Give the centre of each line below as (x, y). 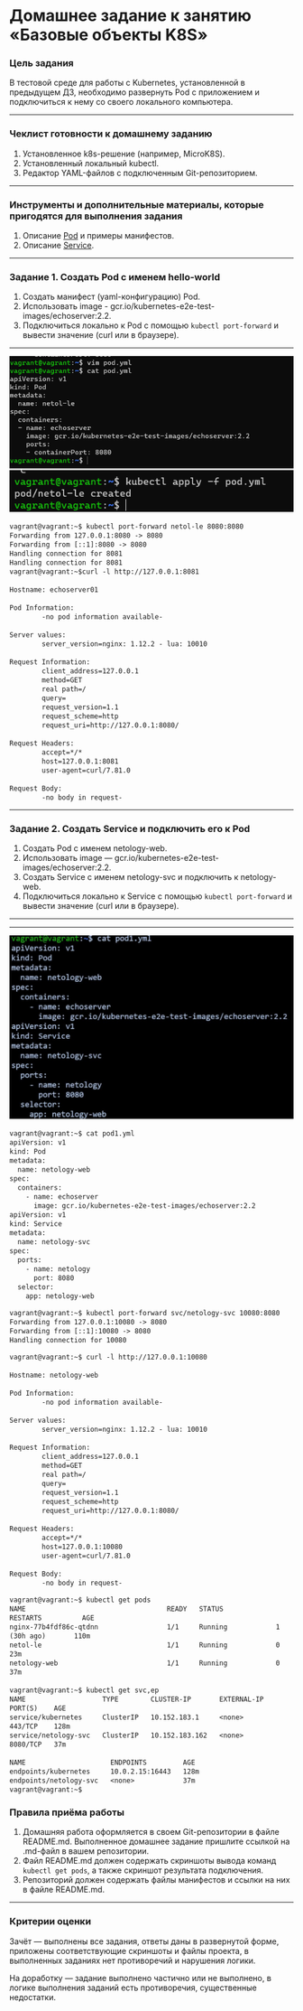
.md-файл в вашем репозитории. (86, 1851)
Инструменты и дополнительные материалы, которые (137, 204)
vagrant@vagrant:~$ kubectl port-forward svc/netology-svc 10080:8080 (145, 1313)
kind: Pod (28, 1151)
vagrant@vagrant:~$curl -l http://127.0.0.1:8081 (105, 572)
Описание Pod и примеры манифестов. (98, 236)
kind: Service (36, 1224)
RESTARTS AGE (52, 1618)
